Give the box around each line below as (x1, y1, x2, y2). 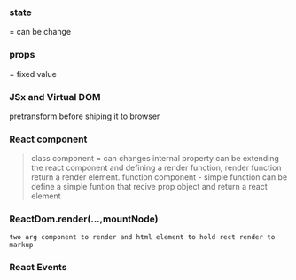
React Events (9, 261, 67, 274)
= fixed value (9, 68, 58, 79)
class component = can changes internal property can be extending (30, 153, 279, 164)
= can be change (9, 27, 72, 37)
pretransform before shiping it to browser (9, 111, 160, 121)
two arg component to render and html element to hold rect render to (9, 233, 276, 242)
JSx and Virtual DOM (9, 90, 101, 103)
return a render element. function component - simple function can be (30, 172, 288, 183)
